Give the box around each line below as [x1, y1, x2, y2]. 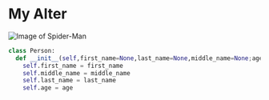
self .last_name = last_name [22, 77, 116, 85]
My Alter [8, 5, 67, 23]
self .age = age [22, 84, 74, 92]
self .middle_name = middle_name [22, 69, 130, 77]
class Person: [8, 46, 56, 54]
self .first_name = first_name [22, 62, 124, 70]
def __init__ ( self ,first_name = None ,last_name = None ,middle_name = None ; [15, 54, 252, 62]
